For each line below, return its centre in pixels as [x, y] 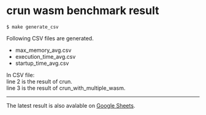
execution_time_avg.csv [45, 56]
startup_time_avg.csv [42, 63]
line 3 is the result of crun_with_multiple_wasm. [66, 88]
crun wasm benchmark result [83, 11]
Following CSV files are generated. [50, 38]
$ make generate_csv [33, 27]
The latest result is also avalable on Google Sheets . [71, 105]
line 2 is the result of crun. [39, 81]
